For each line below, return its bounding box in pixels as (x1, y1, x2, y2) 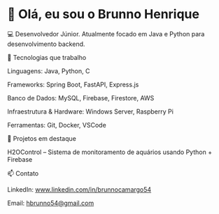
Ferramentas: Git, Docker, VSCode (7, 121, 106, 129)
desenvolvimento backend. (7, 40, 85, 48)
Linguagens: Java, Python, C (7, 66, 90, 75)
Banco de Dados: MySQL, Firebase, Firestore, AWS (7, 93, 155, 102)
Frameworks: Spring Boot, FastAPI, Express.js (7, 80, 139, 89)
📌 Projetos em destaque (7, 134, 77, 142)
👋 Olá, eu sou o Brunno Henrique (7, 6, 199, 22)
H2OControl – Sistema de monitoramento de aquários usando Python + (7, 148, 212, 156)
